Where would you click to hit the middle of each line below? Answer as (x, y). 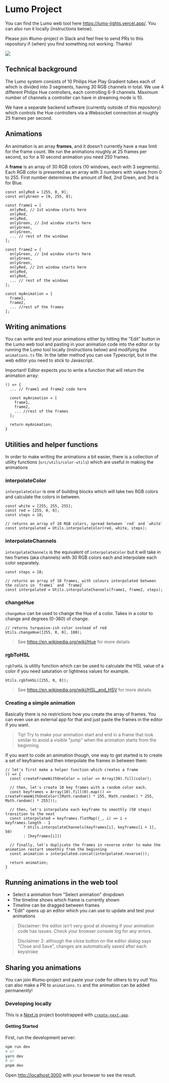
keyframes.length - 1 (28, 823)
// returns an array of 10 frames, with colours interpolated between (81, 581)
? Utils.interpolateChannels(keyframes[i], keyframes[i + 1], (90, 827)
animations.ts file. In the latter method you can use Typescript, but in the (81, 355)
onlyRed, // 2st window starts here (48, 267)
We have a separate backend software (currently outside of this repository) (83, 107)
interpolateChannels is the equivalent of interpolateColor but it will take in (83, 552)
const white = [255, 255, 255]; (39, 506)
